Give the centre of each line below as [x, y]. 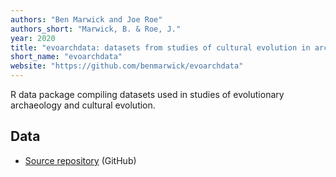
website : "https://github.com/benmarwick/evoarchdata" [127, 66]
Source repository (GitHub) [80, 160]
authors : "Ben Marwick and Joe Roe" [86, 19]
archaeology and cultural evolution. [83, 105]
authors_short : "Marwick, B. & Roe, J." [96, 29]
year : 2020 [33, 38]
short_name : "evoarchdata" [66, 57]
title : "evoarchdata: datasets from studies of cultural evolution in [160, 47]
